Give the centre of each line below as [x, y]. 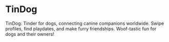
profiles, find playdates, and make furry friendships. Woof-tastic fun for [81, 28]
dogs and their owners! [30, 34]
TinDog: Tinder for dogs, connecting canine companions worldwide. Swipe [85, 23]
